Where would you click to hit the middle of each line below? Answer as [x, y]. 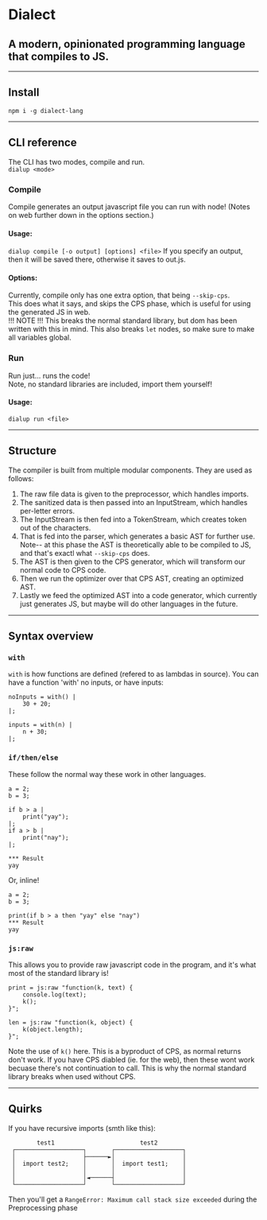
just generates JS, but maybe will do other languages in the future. [129, 604]
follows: [21, 478]
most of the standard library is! [58, 973]
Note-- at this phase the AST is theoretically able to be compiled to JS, [135, 544]
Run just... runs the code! [49, 375]
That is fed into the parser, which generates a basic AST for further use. [137, 536]
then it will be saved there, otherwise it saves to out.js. [97, 259]
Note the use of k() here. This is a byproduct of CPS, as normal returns [125, 1051]
